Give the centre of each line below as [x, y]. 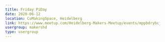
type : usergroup [22, 32]
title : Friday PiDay [26, 9]
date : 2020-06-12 [23, 14]
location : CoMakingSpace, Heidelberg [44, 18]
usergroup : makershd [26, 28]
